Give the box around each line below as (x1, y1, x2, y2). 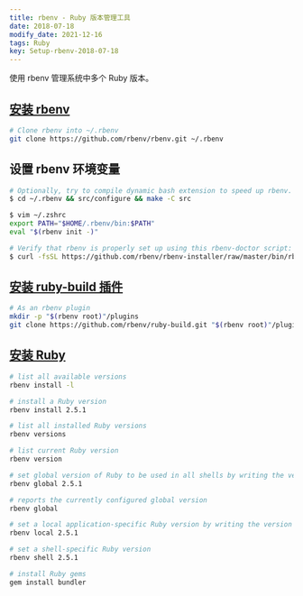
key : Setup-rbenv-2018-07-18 (9, 47, 119, 56)
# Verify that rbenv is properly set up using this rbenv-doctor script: (9, 243, 293, 252)
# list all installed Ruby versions (9, 421, 147, 431)
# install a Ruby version (9, 397, 106, 406)
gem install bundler (9, 578, 87, 587)
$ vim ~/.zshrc (9, 211, 67, 220)
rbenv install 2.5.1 (9, 405, 87, 415)
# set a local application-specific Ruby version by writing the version (9, 520, 293, 529)
